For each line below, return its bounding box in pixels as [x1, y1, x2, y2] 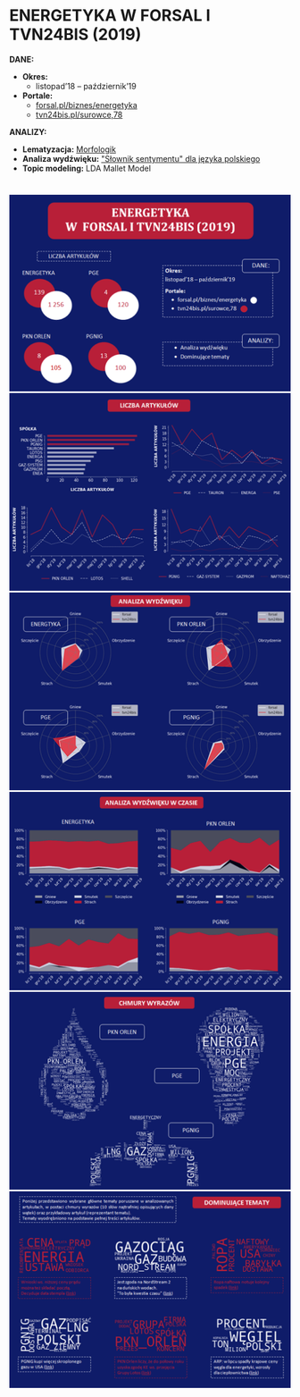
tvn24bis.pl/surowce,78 [35, 109, 123, 120]
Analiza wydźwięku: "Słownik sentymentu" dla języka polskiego [21, 153, 261, 164]
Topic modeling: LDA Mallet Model [21, 163, 152, 173]
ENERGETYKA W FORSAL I [9, 5, 212, 26]
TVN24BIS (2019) [9, 24, 142, 45]
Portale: [21, 90, 54, 101]
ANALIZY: [9, 126, 47, 137]
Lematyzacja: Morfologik [21, 144, 116, 155]
